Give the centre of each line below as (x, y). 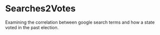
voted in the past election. (32, 27)
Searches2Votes (40, 9)
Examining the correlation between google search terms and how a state (80, 22)
